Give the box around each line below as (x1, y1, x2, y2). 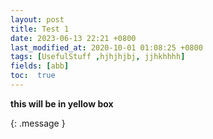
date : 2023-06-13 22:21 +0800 (10, 33, 137, 43)
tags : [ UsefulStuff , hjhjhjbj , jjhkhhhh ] (10, 52, 186, 62)
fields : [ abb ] (10, 61, 70, 71)
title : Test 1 (10, 24, 70, 34)
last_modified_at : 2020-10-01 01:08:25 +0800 (10, 42, 203, 53)
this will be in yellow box (10, 97, 114, 110)
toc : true (10, 71, 56, 81)
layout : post (10, 14, 65, 25)
